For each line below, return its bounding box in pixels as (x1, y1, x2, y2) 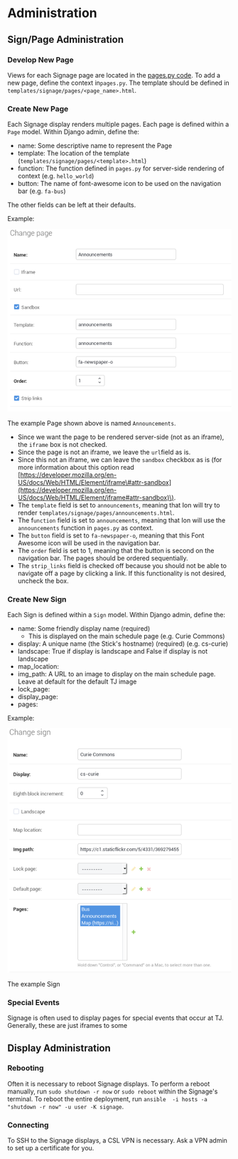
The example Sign (7, 979, 60, 988)
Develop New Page (7, 55, 74, 65)
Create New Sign (7, 594, 67, 604)
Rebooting (7, 1063, 44, 1073)
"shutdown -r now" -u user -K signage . (7, 1102, 124, 1111)
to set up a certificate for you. (7, 1144, 94, 1153)
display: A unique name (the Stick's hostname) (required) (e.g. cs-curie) (17, 639, 229, 648)
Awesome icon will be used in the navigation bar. (17, 539, 161, 547)
